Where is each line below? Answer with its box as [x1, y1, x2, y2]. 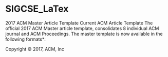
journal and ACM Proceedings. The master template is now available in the [5, 31, 163, 37]
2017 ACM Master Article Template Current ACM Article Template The [5, 20, 153, 26]
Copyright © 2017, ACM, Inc [5, 46, 64, 52]
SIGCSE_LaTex [5, 3, 69, 15]
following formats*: [5, 36, 46, 42]
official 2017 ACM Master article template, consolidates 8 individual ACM [5, 25, 159, 31]
